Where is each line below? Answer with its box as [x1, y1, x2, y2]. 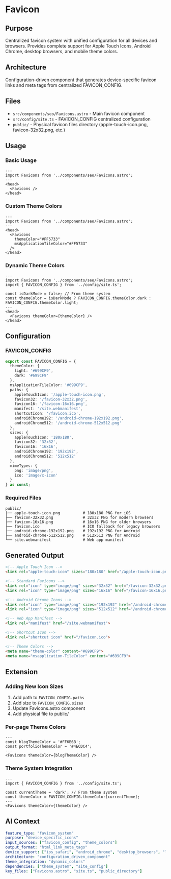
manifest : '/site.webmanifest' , [14, 406, 83, 412]
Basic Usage [5, 157, 37, 164]
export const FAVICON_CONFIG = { [5, 359, 76, 364]
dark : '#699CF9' [14, 373, 49, 378]
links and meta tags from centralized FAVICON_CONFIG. [5, 82, 123, 88]
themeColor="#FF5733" [14, 236, 60, 242]
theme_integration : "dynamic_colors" [5, 859, 85, 864]
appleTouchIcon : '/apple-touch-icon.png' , [14, 392, 106, 397]
